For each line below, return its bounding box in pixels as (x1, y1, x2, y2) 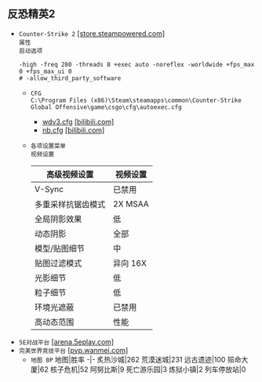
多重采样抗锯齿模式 (34, 198, 106, 209)
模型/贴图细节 (34, 242, 86, 253)
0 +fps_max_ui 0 (18, 67, 72, 75)
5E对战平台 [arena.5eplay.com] (18, 337, 115, 347)
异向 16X (112, 257, 147, 268)
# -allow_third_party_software (18, 74, 122, 82)
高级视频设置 (45, 169, 94, 180)
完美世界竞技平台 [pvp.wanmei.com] (18, 345, 129, 355)
